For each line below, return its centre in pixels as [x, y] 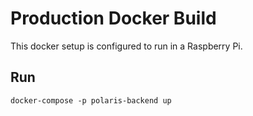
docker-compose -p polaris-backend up [91, 100]
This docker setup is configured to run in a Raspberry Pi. [126, 46]
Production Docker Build [113, 18]
